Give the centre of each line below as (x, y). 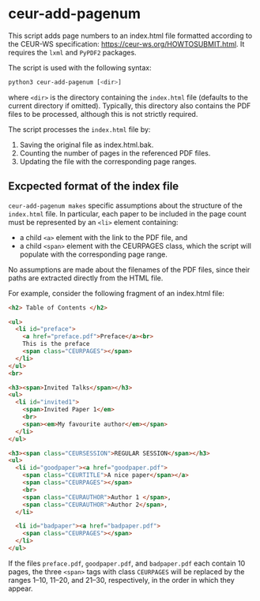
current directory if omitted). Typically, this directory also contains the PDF (130, 105)
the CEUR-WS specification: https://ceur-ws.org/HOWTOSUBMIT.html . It (126, 43)
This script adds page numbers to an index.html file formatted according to (130, 36)
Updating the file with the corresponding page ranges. (108, 161)
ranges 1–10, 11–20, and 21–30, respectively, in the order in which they (121, 580)
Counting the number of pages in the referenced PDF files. (115, 153)
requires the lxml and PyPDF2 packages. (72, 52)
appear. (21, 588)
